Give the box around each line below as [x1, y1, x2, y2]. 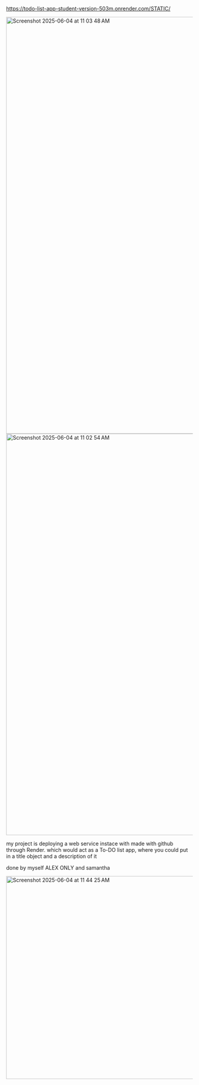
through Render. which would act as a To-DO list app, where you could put [6, 846, 188, 853]
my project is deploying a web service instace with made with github [6, 840, 174, 847]
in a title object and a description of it [6, 853, 97, 860]
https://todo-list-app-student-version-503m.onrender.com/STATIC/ [6, 5, 171, 12]
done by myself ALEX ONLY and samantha [6, 864, 111, 871]
